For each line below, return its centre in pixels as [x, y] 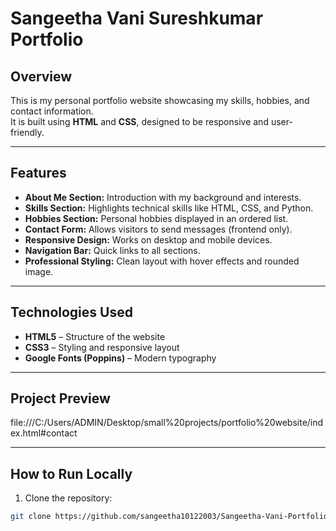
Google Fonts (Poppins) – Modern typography [120, 358]
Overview [41, 76]
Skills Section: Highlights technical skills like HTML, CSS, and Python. [169, 208]
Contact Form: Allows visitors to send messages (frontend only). [158, 229]
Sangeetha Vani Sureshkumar [137, 18]
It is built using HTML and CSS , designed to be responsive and [139, 121]
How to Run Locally [71, 473]
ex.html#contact [44, 433]
